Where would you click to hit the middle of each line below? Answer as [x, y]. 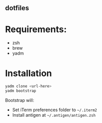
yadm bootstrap [21, 91]
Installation [29, 73]
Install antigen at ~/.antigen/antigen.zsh [54, 115]
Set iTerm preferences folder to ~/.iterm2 [55, 110]
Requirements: [36, 29]
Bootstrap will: [20, 100]
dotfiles [17, 8]
